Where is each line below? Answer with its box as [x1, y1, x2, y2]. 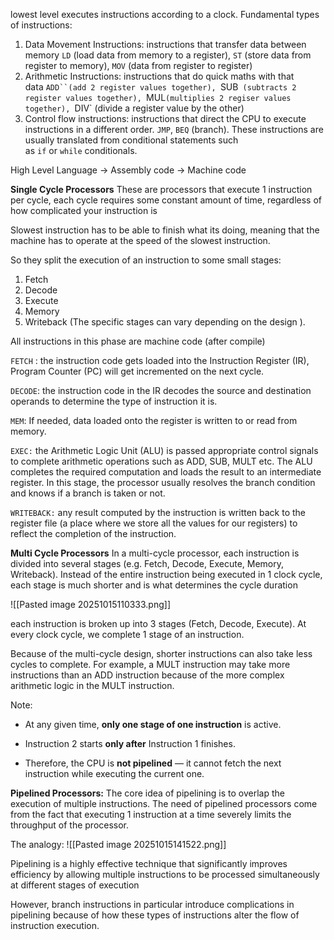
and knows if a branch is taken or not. [10, 487, 166, 499]
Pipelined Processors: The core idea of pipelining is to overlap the [10, 787, 285, 799]
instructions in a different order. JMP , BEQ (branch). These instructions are [24, 124, 324, 135]
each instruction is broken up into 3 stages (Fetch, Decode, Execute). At [10, 618, 307, 629]
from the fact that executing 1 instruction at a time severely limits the [10, 809, 292, 820]
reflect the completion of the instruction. [10, 528, 177, 539]
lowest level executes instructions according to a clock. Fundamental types [10, 9, 320, 20]
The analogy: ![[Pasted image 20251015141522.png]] [10, 839, 227, 850]
